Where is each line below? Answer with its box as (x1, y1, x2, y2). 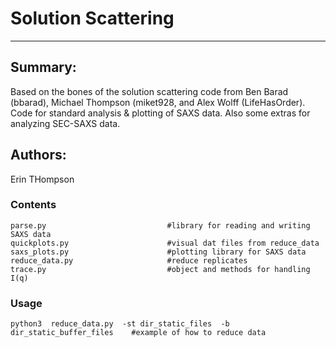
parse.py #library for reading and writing (10, 220, 311, 231)
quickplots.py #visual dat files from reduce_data (10, 238, 320, 248)
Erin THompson (10, 173, 75, 185)
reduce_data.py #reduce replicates (10, 255, 248, 266)
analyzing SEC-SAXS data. (10, 117, 121, 129)
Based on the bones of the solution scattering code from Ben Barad (10, 85, 289, 97)
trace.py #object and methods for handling (10, 264, 311, 274)
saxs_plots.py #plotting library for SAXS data (10, 247, 307, 257)
